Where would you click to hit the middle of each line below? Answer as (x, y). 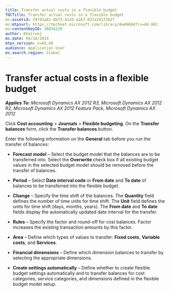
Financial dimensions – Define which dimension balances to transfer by (88, 253)
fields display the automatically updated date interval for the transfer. (85, 212)
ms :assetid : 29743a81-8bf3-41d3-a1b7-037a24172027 (60, 19)
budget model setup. (35, 284)
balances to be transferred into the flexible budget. (66, 186)
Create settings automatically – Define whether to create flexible (81, 268)
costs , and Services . (35, 242)
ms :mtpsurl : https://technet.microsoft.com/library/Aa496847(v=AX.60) (82, 24)
